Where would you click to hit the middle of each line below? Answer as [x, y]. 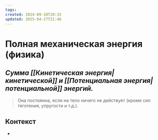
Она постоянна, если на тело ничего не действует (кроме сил [84, 100]
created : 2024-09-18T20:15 [33, 14]
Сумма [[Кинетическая [44, 73]
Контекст [21, 121]
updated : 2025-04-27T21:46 [33, 19]
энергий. [78, 88]
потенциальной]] [34, 88]
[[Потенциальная [93, 80]
